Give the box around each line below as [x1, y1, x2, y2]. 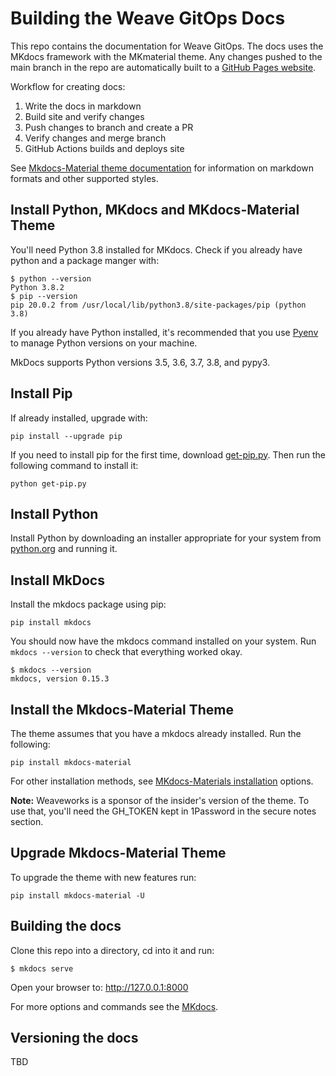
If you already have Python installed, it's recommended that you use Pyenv [10, 326, 319, 338]
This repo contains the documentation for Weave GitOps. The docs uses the [10, 40, 324, 52]
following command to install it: [10, 459, 139, 471]
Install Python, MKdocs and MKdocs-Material [10, 202, 300, 219]
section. [10, 816, 44, 827]
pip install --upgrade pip [10, 431, 123, 441]
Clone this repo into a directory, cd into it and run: [10, 944, 215, 956]
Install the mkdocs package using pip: [10, 598, 167, 611]
